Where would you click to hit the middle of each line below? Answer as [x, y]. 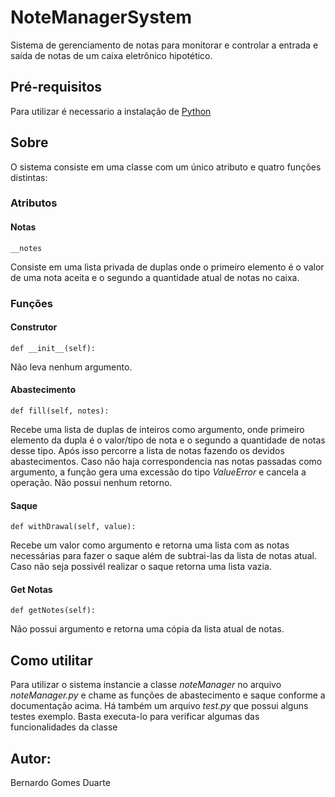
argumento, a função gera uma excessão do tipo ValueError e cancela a [158, 472]
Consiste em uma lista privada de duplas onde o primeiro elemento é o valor [167, 267]
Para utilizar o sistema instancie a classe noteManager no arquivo [146, 685]
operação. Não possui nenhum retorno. [91, 483]
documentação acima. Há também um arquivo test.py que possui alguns [159, 706]
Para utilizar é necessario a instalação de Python [111, 111]
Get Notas [31, 589]
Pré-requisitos [56, 87]
